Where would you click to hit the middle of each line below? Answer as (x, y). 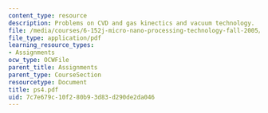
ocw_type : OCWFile (39, 60)
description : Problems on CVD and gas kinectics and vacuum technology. (132, 23)
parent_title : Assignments (53, 68)
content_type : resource (48, 16)
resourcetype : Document (48, 82)
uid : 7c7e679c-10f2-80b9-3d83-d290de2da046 (82, 97)
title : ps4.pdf (33, 90)
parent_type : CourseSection (55, 75)
